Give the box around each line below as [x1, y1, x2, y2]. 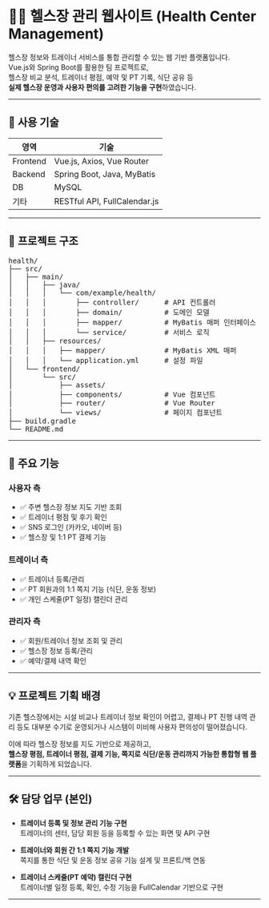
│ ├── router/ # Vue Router [8, 398, 216, 407]
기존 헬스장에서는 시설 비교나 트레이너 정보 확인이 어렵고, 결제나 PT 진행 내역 [8, 712, 248, 721]
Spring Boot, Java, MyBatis [54, 168, 156, 180]
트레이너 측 [8, 555, 49, 566]
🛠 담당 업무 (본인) [8, 793, 93, 806]
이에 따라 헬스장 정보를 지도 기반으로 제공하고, [8, 739, 152, 749]
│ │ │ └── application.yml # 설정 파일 [8, 356, 203, 365]
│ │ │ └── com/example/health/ [8, 288, 157, 297]
